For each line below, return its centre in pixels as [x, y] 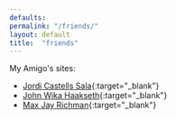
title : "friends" [44, 43]
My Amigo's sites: [42, 69]
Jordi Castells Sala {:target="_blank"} [91, 86]
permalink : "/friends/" [54, 26]
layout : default [40, 34]
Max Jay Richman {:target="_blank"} [89, 105]
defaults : [28, 18]
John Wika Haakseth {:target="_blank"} [95, 96]
